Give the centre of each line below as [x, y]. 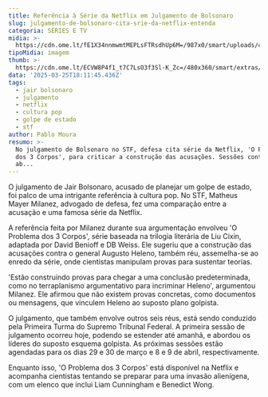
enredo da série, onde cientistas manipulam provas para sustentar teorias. [130, 262]
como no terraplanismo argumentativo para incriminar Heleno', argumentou [132, 286]
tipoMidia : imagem [39, 53]
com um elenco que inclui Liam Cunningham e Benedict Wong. [111, 385]
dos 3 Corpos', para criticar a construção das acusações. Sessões [130, 157]
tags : [17, 82]
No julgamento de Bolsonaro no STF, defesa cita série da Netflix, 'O [135, 149]
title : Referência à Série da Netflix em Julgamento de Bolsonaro [121, 16]
